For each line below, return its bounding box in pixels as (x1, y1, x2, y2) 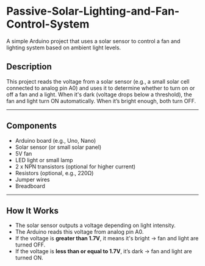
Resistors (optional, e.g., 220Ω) (15, 169, 94, 176)
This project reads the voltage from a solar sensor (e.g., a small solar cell (6, 77, 190, 85)
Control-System (6, 17, 90, 31)
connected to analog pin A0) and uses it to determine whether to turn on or (6, 84, 195, 92)
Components (6, 121, 57, 131)
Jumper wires (15, 176, 50, 183)
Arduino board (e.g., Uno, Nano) (15, 137, 96, 144)
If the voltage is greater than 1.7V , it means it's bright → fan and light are (15, 235, 199, 242)
